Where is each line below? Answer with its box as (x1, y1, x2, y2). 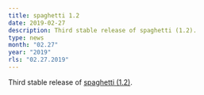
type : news (8, 33, 44, 42)
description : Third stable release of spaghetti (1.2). (8, 26, 197, 34)
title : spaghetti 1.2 (8, 11, 80, 20)
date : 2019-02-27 (8, 19, 66, 27)
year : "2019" (8, 48, 52, 56)
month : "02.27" (8, 41, 59, 49)
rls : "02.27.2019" (8, 56, 69, 64)
